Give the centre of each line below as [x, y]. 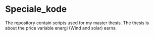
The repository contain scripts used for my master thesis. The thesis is [77, 23]
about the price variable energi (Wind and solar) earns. [61, 28]
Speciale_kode [36, 9]
